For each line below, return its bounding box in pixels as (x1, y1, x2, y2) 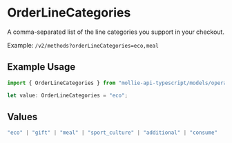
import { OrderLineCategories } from (7, 79, 116, 86)
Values (7, 111, 38, 122)
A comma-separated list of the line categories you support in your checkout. (7, 28, 224, 36)
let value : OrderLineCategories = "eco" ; (7, 92, 128, 99)
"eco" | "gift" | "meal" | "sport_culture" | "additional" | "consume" (7, 129, 218, 136)
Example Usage (7, 61, 76, 73)
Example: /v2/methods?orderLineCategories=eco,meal (7, 41, 159, 49)
